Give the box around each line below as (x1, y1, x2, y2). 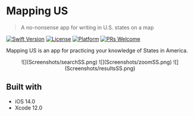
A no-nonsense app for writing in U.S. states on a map (20, 24, 154, 31)
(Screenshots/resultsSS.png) (64, 64, 136, 72)
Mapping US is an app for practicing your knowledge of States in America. (6, 46, 189, 54)
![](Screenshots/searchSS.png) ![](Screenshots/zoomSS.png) (21, 58, 173, 65)
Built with (6, 82, 42, 92)
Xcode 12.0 (14, 104, 43, 111)
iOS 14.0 (14, 98, 36, 105)
